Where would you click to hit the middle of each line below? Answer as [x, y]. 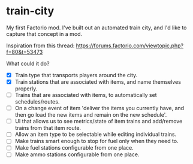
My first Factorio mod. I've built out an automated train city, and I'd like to [96, 28]
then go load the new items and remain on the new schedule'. [91, 115]
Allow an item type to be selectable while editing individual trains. [96, 134]
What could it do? [28, 63]
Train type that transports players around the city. [76, 75]
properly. [26, 89]
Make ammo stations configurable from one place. [77, 154]
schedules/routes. [37, 102]
